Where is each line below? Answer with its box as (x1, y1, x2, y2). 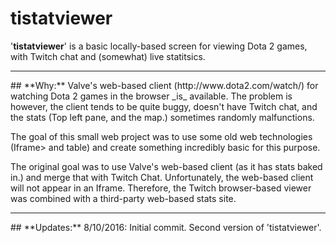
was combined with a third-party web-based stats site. (10, 192, 237, 204)
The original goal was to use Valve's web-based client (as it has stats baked (10, 160, 323, 172)
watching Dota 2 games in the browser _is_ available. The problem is (10, 90, 293, 102)
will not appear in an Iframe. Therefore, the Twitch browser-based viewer (10, 182, 312, 194)
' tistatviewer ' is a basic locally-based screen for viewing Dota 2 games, (10, 40, 308, 52)
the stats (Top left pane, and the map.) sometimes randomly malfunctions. (10, 111, 315, 123)
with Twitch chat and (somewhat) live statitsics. (10, 50, 206, 62)
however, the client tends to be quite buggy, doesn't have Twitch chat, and (10, 100, 318, 112)
